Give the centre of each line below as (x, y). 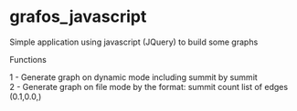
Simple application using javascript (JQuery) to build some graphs (134, 42)
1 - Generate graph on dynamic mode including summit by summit (133, 77)
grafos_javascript (78, 17)
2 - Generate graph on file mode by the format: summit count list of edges (149, 86)
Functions (28, 59)
